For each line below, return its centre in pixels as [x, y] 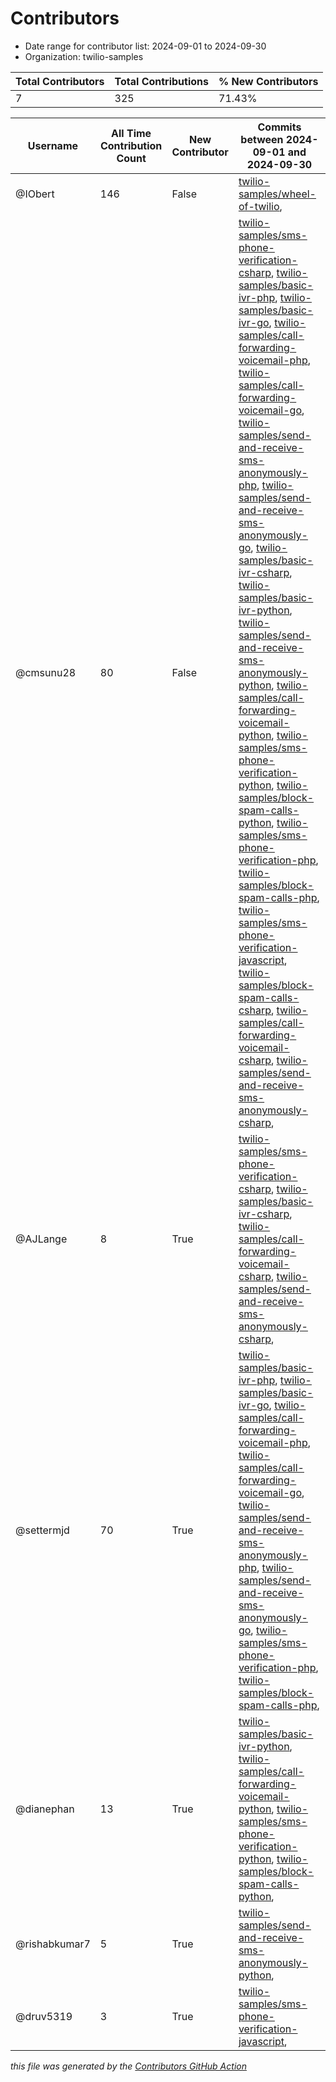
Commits [279, 127]
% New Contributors [268, 81]
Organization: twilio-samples [84, 56]
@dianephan [45, 1809]
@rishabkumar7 [53, 1944]
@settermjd [42, 1530]
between [262, 139]
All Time [131, 133]
